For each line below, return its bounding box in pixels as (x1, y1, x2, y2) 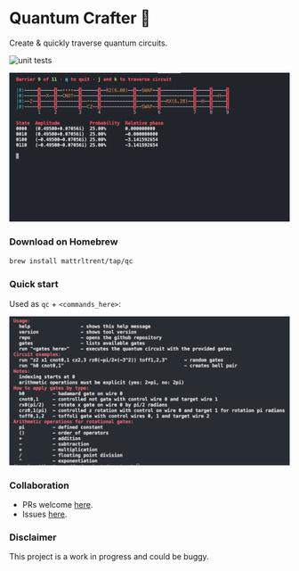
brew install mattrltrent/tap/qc (9, 257, 133, 266)
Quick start (9, 278, 60, 291)
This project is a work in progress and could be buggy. (9, 551, 209, 562)
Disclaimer (9, 531, 57, 543)
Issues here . (21, 509, 68, 520)
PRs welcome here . (21, 500, 93, 510)
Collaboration (9, 479, 69, 492)
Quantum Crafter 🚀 (9, 8, 151, 29)
